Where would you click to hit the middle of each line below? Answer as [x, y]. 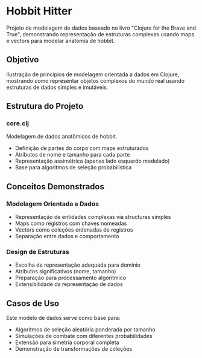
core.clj [17, 123]
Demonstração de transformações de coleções [74, 349]
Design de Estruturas [38, 252]
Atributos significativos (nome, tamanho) [65, 272]
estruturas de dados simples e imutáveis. [57, 87]
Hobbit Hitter [39, 11]
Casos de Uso [33, 303]
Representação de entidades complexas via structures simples [93, 217]
